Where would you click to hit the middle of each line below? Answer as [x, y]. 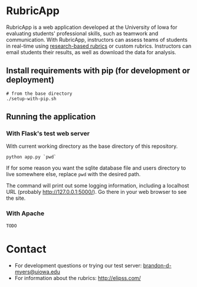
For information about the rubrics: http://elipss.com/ [78, 278]
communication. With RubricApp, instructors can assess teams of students [97, 39]
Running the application [51, 117]
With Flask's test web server [48, 134]
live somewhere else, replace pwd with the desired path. [73, 174]
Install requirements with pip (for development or [98, 71]
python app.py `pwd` [32, 157]
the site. [16, 198]
